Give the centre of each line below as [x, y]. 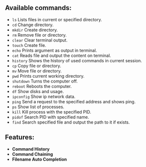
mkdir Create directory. [35, 30]
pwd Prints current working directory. [48, 76]
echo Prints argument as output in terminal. [54, 50]
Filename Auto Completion [39, 159]
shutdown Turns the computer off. [45, 81]
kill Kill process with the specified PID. [51, 112]
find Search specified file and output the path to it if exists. [71, 122]
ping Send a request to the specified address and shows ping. [74, 101]
